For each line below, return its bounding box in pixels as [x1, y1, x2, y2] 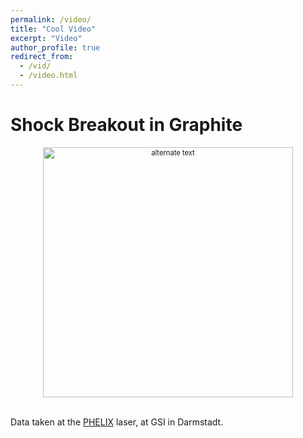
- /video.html [19, 71, 78, 81]
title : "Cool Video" [10, 24, 97, 34]
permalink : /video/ [10, 14, 92, 25]
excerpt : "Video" [10, 33, 83, 43]
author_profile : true [10, 42, 101, 53]
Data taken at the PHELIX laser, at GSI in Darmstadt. [10, 416, 224, 428]
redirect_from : [10, 52, 74, 62]
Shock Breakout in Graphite [10, 114, 243, 136]
